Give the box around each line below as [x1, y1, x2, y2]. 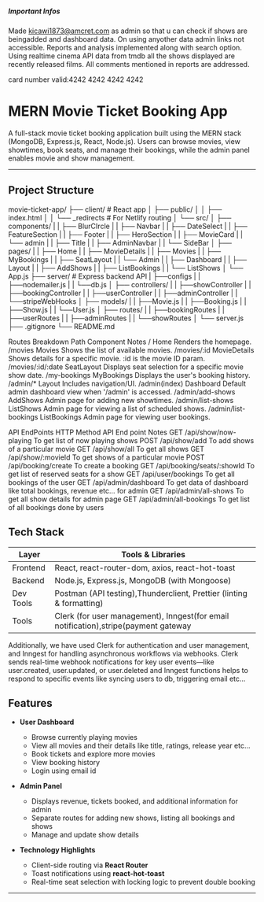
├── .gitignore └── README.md [8, 321, 115, 331]
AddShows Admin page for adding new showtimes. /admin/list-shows [8, 395, 234, 405]
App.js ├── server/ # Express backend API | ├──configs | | [8, 272, 201, 281]
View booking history [31, 758, 101, 767]
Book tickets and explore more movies [31, 749, 156, 759]
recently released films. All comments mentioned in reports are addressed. [8, 59, 250, 68]
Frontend [12, 562, 46, 573]
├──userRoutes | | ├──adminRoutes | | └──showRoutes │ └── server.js [8, 313, 244, 323]
